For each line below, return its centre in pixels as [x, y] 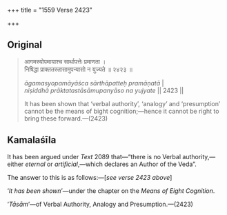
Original [25, 45]
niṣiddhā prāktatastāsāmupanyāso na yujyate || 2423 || [104, 90]
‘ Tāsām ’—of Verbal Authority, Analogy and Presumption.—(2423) [100, 204]
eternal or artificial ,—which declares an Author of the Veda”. [111, 164]
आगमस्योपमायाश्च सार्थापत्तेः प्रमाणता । [65, 61]
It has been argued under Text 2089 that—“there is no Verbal [94, 156]
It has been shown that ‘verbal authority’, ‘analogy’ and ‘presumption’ [122, 103]
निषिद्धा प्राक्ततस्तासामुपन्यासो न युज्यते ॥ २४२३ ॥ [78, 69]
